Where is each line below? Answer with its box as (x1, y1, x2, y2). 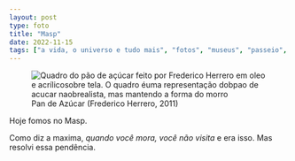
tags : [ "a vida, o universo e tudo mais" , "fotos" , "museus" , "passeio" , (9, 46, 288, 55)
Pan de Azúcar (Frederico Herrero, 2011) (31, 98, 179, 109)
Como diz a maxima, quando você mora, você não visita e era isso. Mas (9, 133, 273, 143)
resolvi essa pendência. (9, 142, 96, 153)
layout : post (9, 12, 58, 22)
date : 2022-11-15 (9, 37, 74, 47)
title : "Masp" (9, 29, 62, 38)
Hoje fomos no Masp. (9, 116, 88, 126)
